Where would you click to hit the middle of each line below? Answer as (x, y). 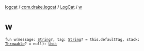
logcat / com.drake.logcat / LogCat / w (44, 7)
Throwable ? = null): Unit (31, 44)
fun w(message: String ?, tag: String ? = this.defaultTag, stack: (72, 39)
